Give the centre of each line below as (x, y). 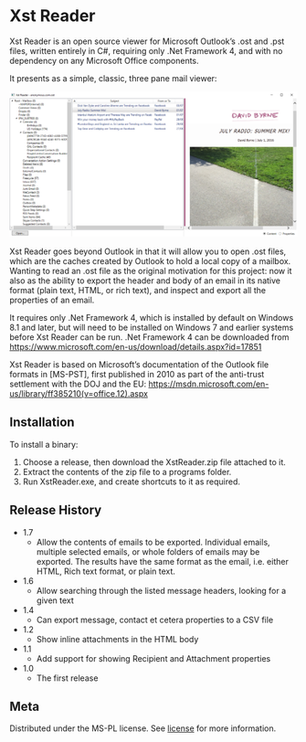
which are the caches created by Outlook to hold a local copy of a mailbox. (150, 260)
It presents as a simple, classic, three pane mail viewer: (113, 78)
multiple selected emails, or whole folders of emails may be (148, 551)
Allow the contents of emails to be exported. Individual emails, (153, 542)
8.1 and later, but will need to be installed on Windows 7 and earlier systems (152, 327)
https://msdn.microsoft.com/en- (209, 384)
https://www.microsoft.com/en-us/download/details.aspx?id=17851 (136, 346)
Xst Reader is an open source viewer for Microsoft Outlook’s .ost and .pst (147, 41)
